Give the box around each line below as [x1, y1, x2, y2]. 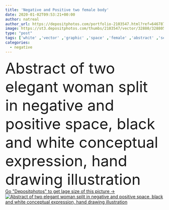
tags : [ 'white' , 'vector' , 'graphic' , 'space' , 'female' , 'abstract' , [5, 36, 159, 41]
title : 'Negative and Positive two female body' [5, 7, 109, 13]
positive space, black [5, 114, 155, 133]
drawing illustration [5, 169, 141, 189]
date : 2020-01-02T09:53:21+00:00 [5, 12, 75, 17]
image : [5, 26, 19, 31]
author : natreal [5, 17, 39, 22]
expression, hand [5, 151, 127, 170]
